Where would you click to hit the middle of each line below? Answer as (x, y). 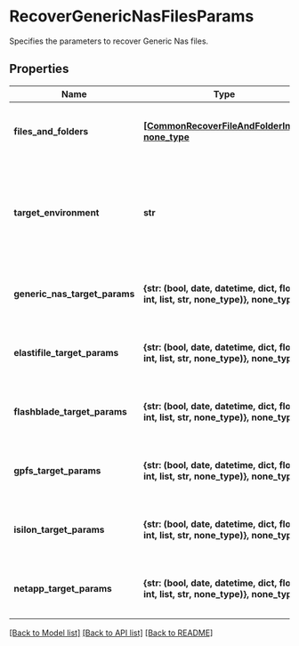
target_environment (57, 213)
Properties (39, 69)
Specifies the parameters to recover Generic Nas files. (109, 41)
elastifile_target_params (66, 352)
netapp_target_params (63, 588)
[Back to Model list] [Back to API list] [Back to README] (111, 633)
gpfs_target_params (57, 471)
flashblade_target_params (70, 411)
